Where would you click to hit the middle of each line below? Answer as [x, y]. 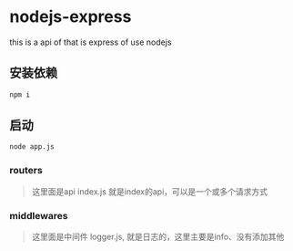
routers [26, 171]
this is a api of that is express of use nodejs [91, 42]
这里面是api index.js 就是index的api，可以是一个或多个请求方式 [150, 191]
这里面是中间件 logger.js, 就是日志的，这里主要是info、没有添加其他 [158, 236]
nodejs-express [71, 17]
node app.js [32, 147]
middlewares [39, 215]
